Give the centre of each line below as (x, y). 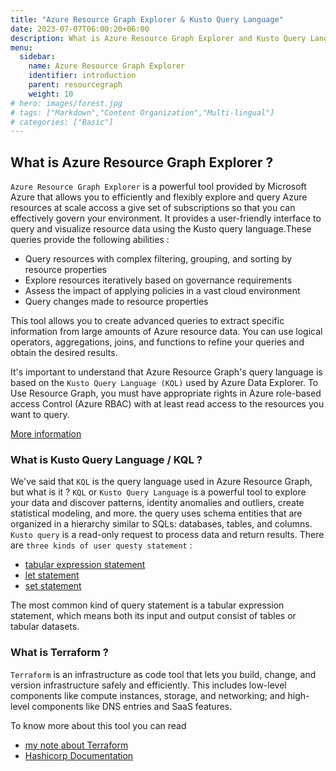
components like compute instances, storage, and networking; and (148, 695)
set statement (53, 586)
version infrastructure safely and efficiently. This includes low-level (148, 685)
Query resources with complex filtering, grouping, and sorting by (158, 259)
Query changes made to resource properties (116, 302)
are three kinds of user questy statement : (101, 545)
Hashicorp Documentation (79, 755)
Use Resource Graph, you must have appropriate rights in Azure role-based (166, 393)
